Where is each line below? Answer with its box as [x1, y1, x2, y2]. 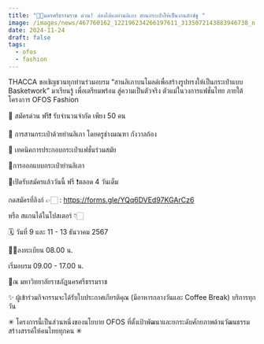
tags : [8, 41, 26, 49]
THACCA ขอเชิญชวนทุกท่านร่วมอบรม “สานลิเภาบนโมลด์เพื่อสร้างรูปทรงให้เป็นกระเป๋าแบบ [8, 76, 244, 87]
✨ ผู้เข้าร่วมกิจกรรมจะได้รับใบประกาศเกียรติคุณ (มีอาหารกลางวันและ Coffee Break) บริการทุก [8, 292, 256, 301]
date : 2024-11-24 [8, 26, 65, 34]
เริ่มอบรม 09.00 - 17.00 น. [8, 261, 84, 270]
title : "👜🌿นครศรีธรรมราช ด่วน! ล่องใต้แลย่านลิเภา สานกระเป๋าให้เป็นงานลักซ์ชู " [8, 11, 206, 20]
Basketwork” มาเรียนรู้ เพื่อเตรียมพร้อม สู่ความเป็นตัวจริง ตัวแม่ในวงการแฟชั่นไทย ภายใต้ [8, 86, 244, 95]
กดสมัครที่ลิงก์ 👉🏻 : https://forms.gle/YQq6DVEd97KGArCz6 [8, 194, 195, 205]
